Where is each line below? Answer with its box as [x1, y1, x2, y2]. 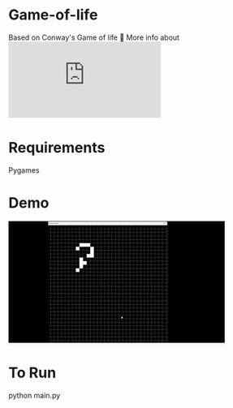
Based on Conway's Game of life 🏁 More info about [8, 32, 180, 42]
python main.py [8, 390, 61, 400]
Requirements [8, 139, 106, 157]
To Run [8, 363, 57, 382]
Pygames [8, 165, 40, 175]
